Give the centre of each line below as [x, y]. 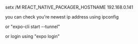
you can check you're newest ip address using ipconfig [62, 17]
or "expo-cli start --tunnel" [33, 26]
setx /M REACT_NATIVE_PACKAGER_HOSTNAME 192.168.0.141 [69, 7]
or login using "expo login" [32, 36]
